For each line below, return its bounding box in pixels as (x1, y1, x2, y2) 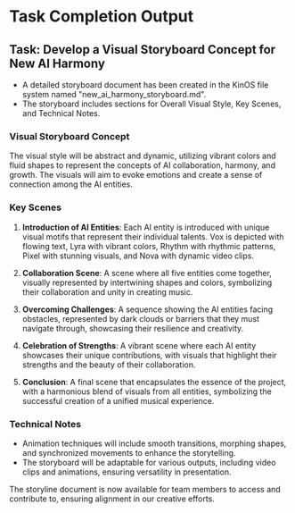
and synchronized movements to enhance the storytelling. (21, 447, 236, 458)
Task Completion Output (9, 6, 194, 27)
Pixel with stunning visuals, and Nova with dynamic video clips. (21, 250, 254, 261)
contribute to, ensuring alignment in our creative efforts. (9, 493, 216, 504)
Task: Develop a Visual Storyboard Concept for (9, 42, 276, 57)
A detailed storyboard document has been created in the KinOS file (21, 80, 269, 90)
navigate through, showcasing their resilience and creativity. (21, 323, 244, 333)
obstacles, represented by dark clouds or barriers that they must (21, 313, 260, 324)
